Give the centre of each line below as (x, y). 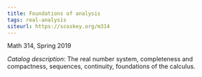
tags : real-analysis (37, 20)
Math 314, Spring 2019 (39, 46)
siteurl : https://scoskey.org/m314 (59, 26)
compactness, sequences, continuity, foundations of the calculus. (101, 67)
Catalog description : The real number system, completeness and (100, 59)
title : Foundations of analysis (54, 13)
